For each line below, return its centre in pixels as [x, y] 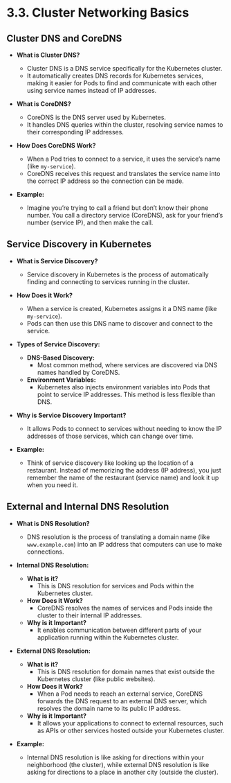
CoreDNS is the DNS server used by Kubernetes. [96, 117]
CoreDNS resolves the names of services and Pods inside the [125, 608]
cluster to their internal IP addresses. [90, 615]
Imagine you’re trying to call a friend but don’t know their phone [118, 208]
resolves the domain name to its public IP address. [109, 708]
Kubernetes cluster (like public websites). [96, 679]
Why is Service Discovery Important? [71, 415]
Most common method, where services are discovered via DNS [127, 364]
